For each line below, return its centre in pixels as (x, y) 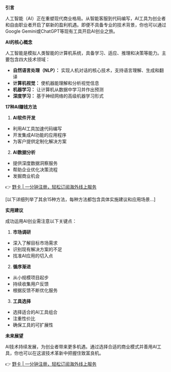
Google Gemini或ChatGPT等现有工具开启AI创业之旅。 (62, 31)
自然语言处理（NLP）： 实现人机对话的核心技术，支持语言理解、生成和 (86, 70)
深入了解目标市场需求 (35, 243)
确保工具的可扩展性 (33, 325)
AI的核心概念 (19, 42)
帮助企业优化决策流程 (35, 170)
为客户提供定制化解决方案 (40, 141)
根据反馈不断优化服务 (35, 290)
